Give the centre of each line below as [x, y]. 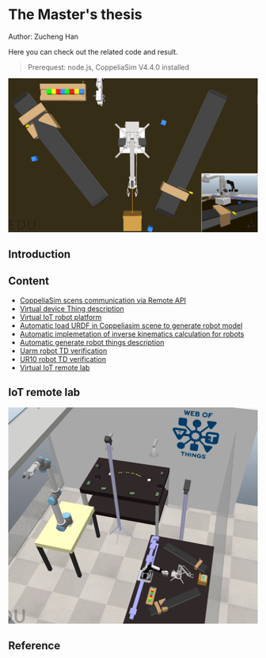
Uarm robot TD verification [63, 351]
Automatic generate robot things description [92, 342]
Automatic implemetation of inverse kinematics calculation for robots [132, 333]
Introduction [40, 254]
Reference [34, 646]
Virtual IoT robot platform [61, 317]
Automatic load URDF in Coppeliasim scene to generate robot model [131, 325]
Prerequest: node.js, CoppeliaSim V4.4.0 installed [108, 67]
